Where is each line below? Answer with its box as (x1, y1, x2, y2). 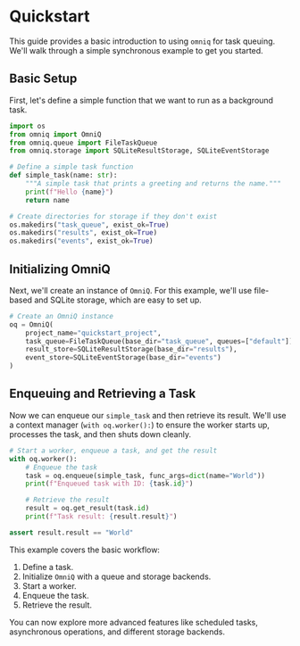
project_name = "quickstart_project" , (25, 328, 162, 337)
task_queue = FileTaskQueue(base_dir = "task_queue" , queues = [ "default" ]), (25, 336, 297, 345)
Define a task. (21, 561, 74, 572)
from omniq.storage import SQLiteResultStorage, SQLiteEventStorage (9, 146, 270, 155)
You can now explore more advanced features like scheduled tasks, (9, 617, 259, 627)
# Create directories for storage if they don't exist (9, 211, 218, 220)
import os (9, 121, 46, 130)
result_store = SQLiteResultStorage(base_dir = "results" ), (25, 345, 238, 354)
